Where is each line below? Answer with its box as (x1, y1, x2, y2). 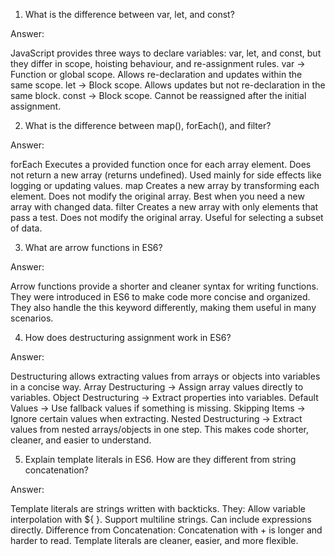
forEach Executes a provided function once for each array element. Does (10, 159, 312, 170)
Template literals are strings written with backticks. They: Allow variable (10, 503, 306, 514)
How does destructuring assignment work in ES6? (24, 332, 232, 343)
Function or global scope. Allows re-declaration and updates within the (10, 69, 303, 80)
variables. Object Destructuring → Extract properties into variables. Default (10, 392, 319, 403)
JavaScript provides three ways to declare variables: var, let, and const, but (10, 47, 322, 59)
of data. (10, 222, 43, 234)
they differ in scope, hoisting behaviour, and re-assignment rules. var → (10, 58, 306, 69)
